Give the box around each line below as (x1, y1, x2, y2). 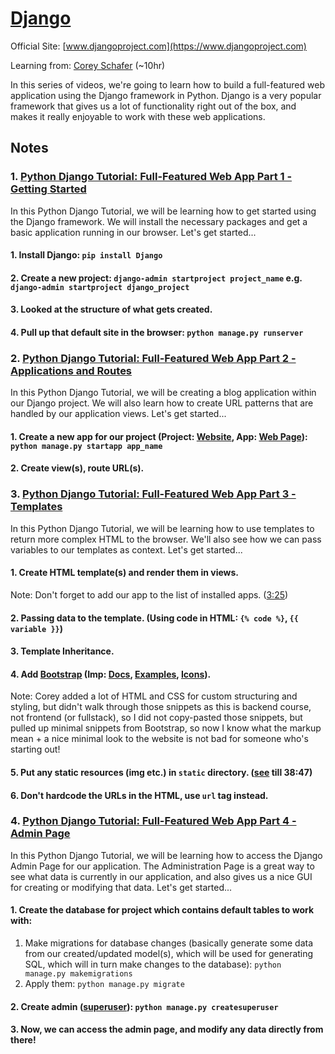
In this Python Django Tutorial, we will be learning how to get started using (10, 205, 317, 217)
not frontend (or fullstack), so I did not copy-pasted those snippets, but (10, 712, 303, 724)
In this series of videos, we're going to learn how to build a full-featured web (10, 78, 325, 91)
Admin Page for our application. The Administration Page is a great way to (10, 860, 315, 872)
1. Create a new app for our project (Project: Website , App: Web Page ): (10, 430, 308, 442)
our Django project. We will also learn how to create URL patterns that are (10, 397, 314, 409)
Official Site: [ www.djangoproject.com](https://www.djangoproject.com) (10, 40, 307, 52)
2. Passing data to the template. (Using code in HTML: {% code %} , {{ (10, 612, 299, 624)
